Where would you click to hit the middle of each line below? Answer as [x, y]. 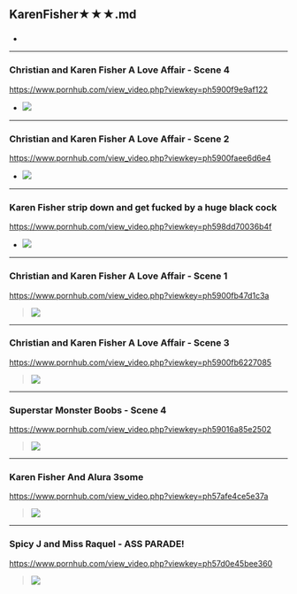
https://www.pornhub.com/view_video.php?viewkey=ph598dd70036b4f [141, 227]
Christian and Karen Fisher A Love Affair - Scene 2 [119, 139]
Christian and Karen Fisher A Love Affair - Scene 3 [119, 343]
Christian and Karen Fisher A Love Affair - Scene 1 [118, 276]
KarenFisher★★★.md [73, 15]
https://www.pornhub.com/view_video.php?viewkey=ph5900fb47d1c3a [139, 295]
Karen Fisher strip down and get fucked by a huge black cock [143, 207]
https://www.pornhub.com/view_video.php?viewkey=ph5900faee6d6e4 [140, 157]
